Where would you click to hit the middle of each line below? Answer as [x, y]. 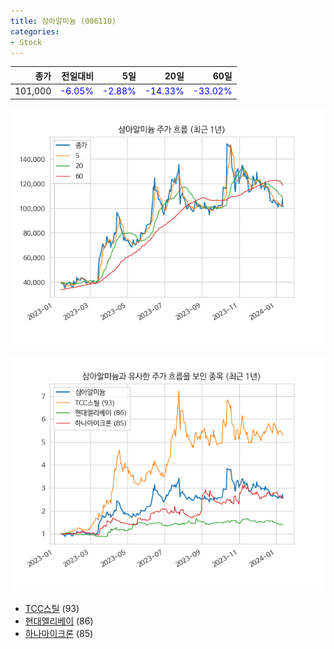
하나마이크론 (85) [59, 633]
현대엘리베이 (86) [59, 621]
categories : [35, 31]
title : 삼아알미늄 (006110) [63, 21]
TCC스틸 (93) [52, 608]
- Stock [26, 42]
